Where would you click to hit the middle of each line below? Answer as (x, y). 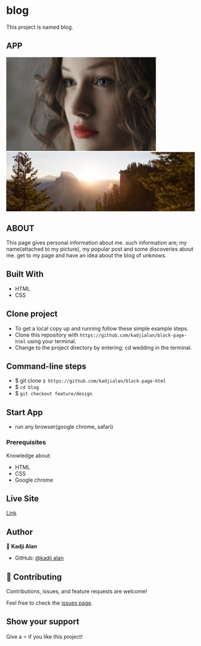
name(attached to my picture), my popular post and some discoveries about (100, 249)
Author (19, 532)
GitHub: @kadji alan (39, 558)
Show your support (43, 622)
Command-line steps (46, 366)
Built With (25, 274)
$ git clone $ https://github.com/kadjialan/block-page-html (90, 381)
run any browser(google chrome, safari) (64, 427)
